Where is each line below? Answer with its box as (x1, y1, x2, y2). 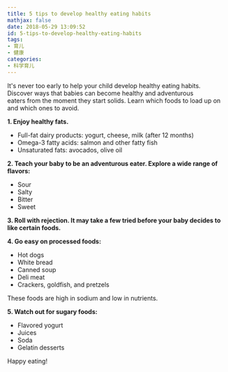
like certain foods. (7, 223, 61, 231)
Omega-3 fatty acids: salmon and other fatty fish (17, 138, 158, 147)
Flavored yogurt (17, 321, 63, 329)
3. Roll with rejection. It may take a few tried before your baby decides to (7, 216, 221, 224)
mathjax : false (7, 17, 52, 24)
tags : (7, 36, 23, 43)
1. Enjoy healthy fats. (7, 117, 69, 126)
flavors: (7, 166, 31, 175)
